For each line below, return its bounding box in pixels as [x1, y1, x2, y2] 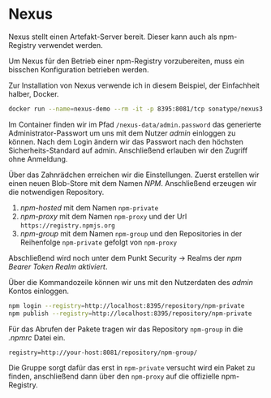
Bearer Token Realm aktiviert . [8, 262, 108, 271]
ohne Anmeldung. [8, 154, 68, 163]
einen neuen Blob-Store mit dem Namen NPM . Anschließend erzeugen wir [8, 178, 257, 188]
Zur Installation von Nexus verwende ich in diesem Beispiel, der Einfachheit [8, 80, 260, 90]
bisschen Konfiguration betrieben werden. [8, 64, 149, 74]
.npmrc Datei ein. [8, 332, 66, 342]
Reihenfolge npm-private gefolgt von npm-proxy [19, 237, 177, 247]
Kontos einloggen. [8, 286, 69, 296]
